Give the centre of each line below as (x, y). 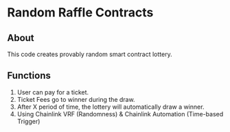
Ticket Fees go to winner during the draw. (76, 99)
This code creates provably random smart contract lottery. (90, 54)
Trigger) (28, 121)
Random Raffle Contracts (80, 13)
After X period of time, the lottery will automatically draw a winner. (111, 107)
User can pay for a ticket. (53, 92)
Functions (29, 76)
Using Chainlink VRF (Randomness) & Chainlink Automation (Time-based (120, 114)
